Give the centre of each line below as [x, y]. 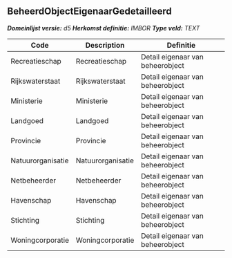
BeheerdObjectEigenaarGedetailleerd [90, 11]
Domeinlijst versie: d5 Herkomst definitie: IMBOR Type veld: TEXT [104, 28]
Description [105, 45]
